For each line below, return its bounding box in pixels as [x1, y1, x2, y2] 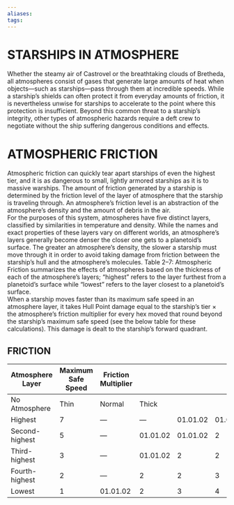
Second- [10, 426, 40, 436]
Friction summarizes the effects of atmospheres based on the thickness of [7, 266, 221, 274]
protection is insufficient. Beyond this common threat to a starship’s [7, 107, 201, 115]
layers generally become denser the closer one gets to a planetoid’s [7, 236, 202, 244]
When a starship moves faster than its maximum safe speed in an [7, 295, 195, 303]
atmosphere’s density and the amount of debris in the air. [7, 206, 171, 215]
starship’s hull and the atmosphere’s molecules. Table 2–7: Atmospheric [7, 258, 212, 266]
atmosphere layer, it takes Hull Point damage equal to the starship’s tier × [7, 303, 217, 311]
